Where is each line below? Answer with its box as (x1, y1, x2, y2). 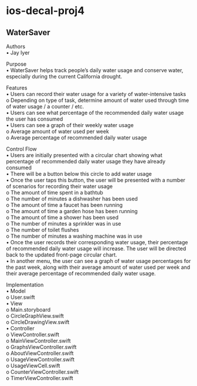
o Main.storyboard (6, 306, 51, 313)
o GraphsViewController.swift (6, 344, 77, 350)
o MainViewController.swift (6, 337, 72, 344)
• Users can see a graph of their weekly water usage (6, 122, 134, 128)
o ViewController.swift (6, 331, 60, 338)
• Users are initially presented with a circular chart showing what (6, 152, 163, 159)
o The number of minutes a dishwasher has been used (6, 195, 138, 202)
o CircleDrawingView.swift (6, 319, 70, 326)
